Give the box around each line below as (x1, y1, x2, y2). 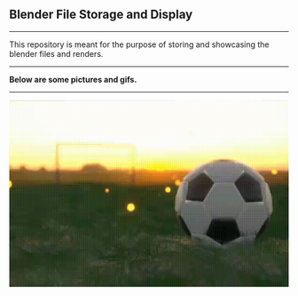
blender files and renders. (9, 48, 104, 59)
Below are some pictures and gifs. (9, 74, 137, 84)
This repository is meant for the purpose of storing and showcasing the (9, 39, 270, 50)
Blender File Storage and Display (9, 7, 193, 22)
